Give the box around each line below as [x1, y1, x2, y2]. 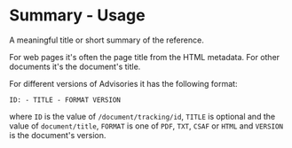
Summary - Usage [9, 5, 146, 26]
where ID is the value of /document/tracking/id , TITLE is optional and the [9, 111, 276, 121]
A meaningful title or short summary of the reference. [9, 35, 204, 45]
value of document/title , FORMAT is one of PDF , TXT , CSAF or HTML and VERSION [9, 121, 284, 131]
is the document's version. [9, 129, 107, 140]
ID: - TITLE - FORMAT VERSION [9, 95, 122, 105]
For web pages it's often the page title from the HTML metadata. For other [9, 51, 280, 62]
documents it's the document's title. [9, 61, 141, 72]
